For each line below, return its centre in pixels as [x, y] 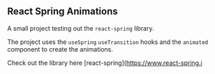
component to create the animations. [60, 49]
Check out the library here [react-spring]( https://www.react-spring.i [105, 63]
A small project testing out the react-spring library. [81, 28]
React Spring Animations [62, 12]
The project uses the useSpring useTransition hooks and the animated [107, 42]
